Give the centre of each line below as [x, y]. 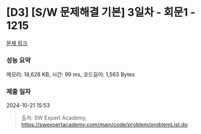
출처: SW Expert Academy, [54, 118]
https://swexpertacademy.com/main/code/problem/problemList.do [104, 124]
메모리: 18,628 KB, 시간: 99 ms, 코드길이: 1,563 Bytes [71, 75]
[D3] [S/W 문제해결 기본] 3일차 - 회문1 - [101, 12]
